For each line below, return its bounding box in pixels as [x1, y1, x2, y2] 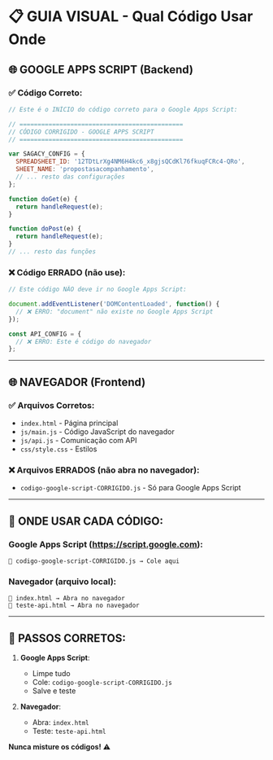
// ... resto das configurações [15, 173, 126, 181]
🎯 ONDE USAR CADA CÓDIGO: [8, 514, 164, 528]
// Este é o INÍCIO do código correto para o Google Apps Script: [8, 105, 238, 113]
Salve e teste [32, 686, 76, 696]
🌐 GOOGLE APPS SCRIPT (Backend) [8, 63, 193, 77]
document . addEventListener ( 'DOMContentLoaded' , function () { [8, 300, 220, 309]
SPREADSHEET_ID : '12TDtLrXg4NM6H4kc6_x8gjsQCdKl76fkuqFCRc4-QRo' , [15, 157, 245, 166]
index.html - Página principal [19, 418, 119, 428]
